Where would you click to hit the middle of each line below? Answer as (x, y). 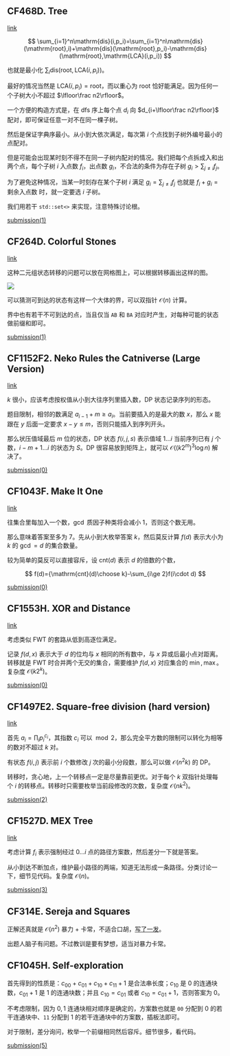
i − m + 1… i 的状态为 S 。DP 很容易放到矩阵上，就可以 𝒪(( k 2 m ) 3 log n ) (115, 447)
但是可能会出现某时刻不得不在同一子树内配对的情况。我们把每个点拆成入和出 (115, 158)
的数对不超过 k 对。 (35, 747)
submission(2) (27, 799)
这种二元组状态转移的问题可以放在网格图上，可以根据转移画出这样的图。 (109, 272)
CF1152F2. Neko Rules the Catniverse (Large (104, 358)
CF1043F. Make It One (55, 491)
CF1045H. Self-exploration (65, 966)
